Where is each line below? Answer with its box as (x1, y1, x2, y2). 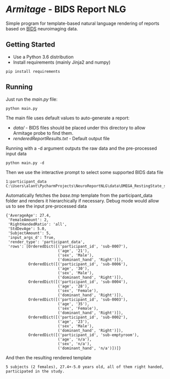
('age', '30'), (58, 266, 90, 271)
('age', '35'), (58, 301, 90, 307)
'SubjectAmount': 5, (8, 230, 51, 236)
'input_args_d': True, (8, 235, 56, 240)
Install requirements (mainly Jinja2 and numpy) (13, 59, 110, 65)
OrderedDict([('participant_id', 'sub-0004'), (28, 279, 128, 284)
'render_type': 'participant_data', (8, 239, 85, 244)
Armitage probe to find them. (13, 130, 74, 136)
